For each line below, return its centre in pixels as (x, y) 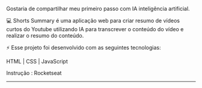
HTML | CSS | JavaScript (37, 61)
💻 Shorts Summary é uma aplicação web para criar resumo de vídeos (93, 21)
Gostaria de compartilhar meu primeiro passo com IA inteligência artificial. (98, 9)
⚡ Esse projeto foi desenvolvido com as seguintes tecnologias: (84, 48)
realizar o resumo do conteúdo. (45, 36)
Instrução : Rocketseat (34, 73)
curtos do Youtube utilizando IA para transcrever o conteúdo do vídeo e (95, 29)
